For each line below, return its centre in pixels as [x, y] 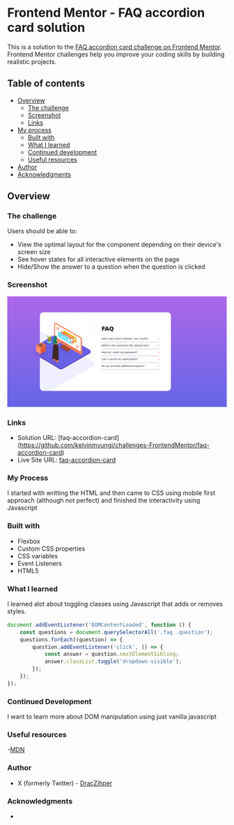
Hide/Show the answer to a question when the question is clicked [111, 267]
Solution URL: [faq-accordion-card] [68, 438]
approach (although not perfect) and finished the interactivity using [104, 501]
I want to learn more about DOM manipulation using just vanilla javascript [112, 717]
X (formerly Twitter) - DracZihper [65, 783]
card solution [46, 28]
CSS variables [37, 556]
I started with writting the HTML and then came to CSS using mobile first [111, 493]
